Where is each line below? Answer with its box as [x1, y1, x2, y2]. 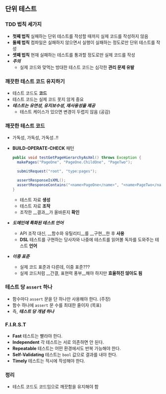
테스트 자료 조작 [19, 203, 51, 209]
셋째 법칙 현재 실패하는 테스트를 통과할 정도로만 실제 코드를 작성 [12, 52, 135, 58]
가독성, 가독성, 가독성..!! [12, 135, 58, 141]
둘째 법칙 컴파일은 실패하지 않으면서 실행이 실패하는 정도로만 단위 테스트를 [12, 39, 155, 45]
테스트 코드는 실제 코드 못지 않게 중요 [12, 96, 84, 102]
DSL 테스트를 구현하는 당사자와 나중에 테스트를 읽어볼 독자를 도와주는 [19, 236, 154, 242]
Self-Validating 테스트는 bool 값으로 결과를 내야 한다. [12, 352, 117, 358]
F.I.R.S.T [5, 321, 26, 328]
